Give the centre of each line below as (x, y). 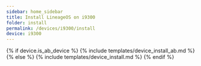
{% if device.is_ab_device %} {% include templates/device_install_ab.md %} (101, 51)
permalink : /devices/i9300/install (51, 28)
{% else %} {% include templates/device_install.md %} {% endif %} (90, 57)
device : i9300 (24, 34)
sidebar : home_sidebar (35, 12)
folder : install (26, 23)
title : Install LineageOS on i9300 (51, 17)
